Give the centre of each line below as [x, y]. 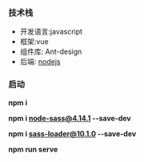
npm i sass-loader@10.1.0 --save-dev [72, 133]
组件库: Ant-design [51, 52]
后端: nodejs [40, 62]
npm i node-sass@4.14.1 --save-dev [70, 118]
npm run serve [33, 149]
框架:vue [34, 42]
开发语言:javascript [51, 32]
